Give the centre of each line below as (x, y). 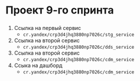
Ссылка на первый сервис (48, 28)
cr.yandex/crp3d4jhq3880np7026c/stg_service (79, 35)
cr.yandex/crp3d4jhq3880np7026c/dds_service (79, 48)
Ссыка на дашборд (38, 66)
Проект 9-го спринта (60, 10)
